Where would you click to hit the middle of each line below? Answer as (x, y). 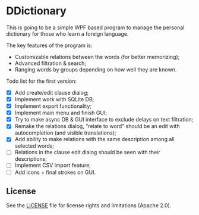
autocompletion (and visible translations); (65, 133)
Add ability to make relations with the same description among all (94, 139)
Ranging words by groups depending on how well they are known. (96, 69)
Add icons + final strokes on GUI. (55, 172)
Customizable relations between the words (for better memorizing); (97, 57)
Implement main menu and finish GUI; (61, 113)
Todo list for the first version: (42, 81)
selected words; (34, 146)
